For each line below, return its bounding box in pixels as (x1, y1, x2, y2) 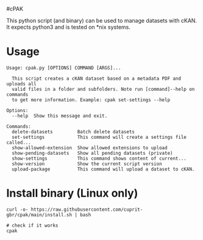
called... (6, 139, 32, 146)
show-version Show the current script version (12, 161, 163, 167)
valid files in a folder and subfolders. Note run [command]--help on (12, 86, 195, 92)
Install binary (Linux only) (6, 186, 138, 200)
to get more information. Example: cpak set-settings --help (12, 97, 171, 103)
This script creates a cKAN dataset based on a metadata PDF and (12, 76, 182, 82)
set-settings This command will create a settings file (12, 134, 187, 140)
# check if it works (6, 222, 59, 228)
